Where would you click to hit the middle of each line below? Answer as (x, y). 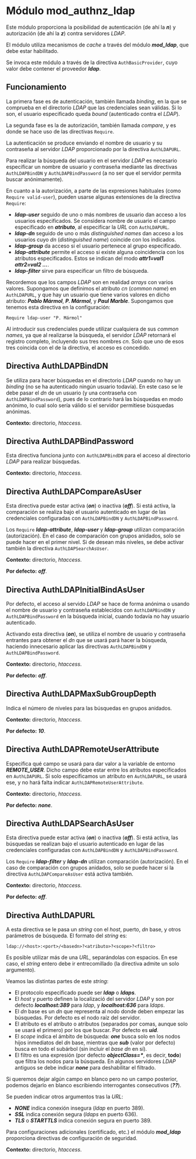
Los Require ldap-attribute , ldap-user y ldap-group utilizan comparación (95, 530)
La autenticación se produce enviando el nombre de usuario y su (84, 143)
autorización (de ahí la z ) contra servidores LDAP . (66, 33)
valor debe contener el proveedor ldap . (54, 68)
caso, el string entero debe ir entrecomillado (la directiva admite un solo (93, 964)
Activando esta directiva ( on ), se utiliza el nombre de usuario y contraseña (96, 634)
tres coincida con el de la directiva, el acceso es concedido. (78, 348)
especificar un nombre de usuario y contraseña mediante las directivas (92, 166)
